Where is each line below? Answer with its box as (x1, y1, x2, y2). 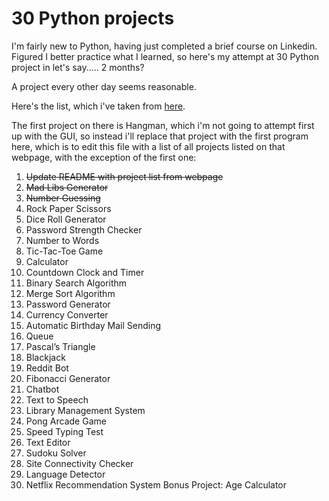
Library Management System (25, 404, 146, 416)
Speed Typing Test (25, 425, 104, 437)
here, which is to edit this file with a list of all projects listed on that (11, 140, 286, 152)
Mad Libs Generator (25, 181, 109, 193)
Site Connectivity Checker (25, 457, 134, 469)
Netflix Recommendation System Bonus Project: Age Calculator (25, 478, 288, 491)
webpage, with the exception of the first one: (11, 151, 197, 163)
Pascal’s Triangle (25, 340, 96, 352)
